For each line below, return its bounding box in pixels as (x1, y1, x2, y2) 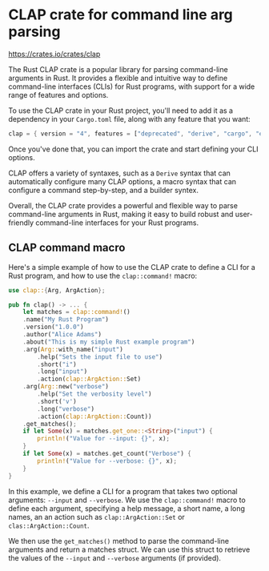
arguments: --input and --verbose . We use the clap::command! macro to (8, 495, 246, 505)
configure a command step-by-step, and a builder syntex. (8, 185, 199, 195)
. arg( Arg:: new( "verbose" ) (22, 383, 110, 391)
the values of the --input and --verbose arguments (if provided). (8, 553, 222, 562)
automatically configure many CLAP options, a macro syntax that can (8, 176, 237, 186)
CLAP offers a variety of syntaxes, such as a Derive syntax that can (8, 168, 231, 178)
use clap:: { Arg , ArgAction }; (8, 286, 106, 294)
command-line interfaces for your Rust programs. (35, 218, 199, 227)
